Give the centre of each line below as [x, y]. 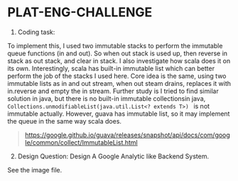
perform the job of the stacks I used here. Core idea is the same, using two [117, 76]
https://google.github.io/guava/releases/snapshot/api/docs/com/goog [128, 135]
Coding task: [36, 32]
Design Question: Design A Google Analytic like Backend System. [113, 156]
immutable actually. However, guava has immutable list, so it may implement [119, 114]
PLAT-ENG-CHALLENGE [80, 12]
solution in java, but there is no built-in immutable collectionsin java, [107, 98]
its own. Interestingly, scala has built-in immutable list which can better [111, 68]
